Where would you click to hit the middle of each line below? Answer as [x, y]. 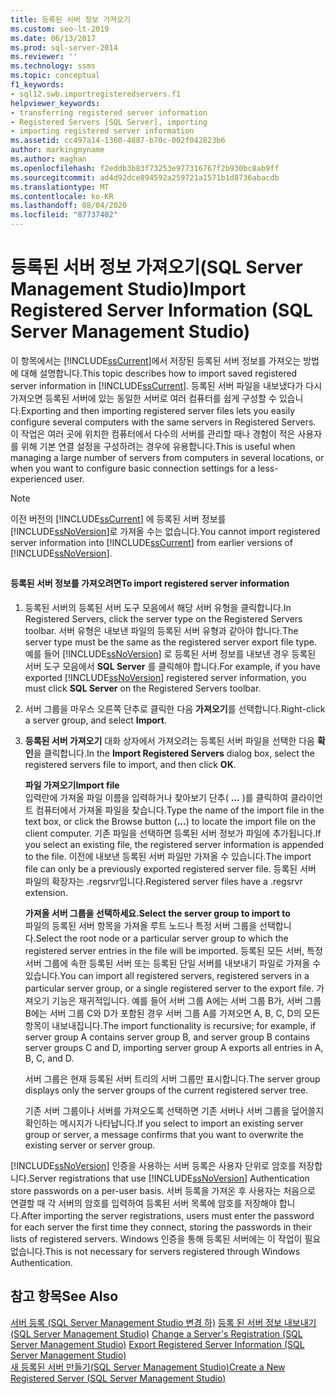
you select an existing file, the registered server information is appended [174, 844]
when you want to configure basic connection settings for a [133, 468]
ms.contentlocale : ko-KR [62, 196]
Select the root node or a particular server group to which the [162, 938]
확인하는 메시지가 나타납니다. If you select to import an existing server [164, 1123]
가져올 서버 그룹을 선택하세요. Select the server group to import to [157, 913]
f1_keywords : [37, 85]
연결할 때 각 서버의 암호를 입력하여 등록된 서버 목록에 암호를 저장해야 [143, 1203]
